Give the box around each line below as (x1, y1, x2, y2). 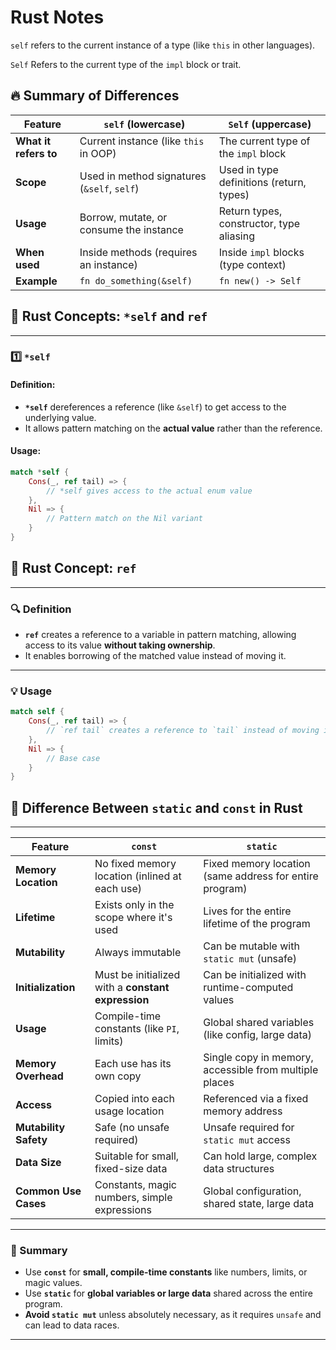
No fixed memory (94, 857, 177, 871)
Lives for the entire (203, 904, 292, 918)
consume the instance (79, 222, 184, 236)
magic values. (24, 1277, 83, 1289)
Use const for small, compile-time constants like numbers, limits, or (24, 1266, 308, 1278)
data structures (203, 1162, 275, 1176)
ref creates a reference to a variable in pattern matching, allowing (24, 629, 297, 640)
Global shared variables (203, 1016, 315, 1030)
